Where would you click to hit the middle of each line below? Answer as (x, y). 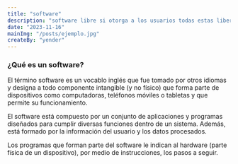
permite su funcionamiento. (47, 102)
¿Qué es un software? (46, 65)
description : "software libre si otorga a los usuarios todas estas (110, 20)
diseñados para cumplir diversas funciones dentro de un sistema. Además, (117, 124)
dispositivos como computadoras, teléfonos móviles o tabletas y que (108, 95)
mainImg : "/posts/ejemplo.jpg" (53, 34)
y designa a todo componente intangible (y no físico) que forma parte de (113, 88)
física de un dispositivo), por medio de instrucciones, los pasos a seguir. (113, 153)
